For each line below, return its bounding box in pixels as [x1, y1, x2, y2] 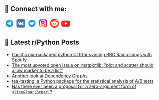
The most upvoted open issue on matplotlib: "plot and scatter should [11, 62, 154, 68]
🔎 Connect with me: [4, 5, 67, 13]
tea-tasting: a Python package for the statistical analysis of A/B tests [11, 78, 154, 84]
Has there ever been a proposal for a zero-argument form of [11, 83, 137, 89]
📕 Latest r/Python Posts [4, 38, 80, 47]
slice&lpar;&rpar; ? [11, 88, 53, 95]
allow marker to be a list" [11, 67, 63, 73]
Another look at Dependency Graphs [11, 73, 88, 79]
